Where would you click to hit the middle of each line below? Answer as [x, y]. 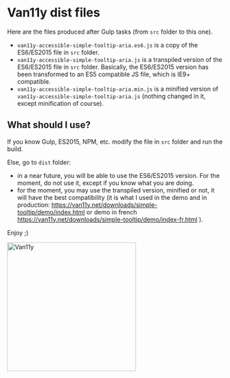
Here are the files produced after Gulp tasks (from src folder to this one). [110, 32]
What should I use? [49, 125]
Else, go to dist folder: [39, 162]
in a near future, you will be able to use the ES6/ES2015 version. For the [118, 175]
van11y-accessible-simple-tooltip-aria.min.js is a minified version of [117, 89]
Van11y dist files [54, 13]
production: [33, 205]
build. [15, 148]
